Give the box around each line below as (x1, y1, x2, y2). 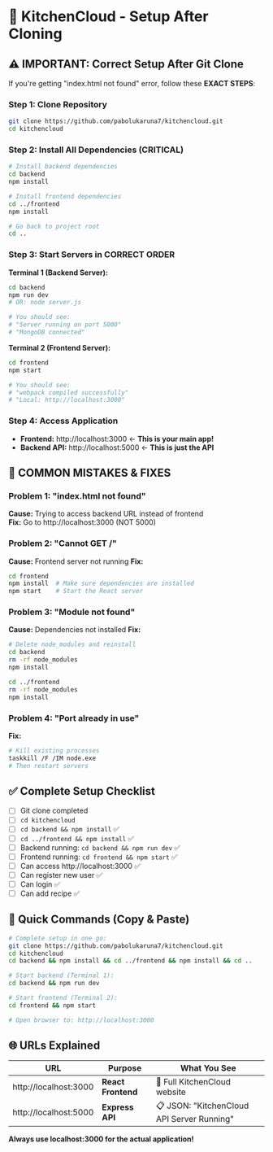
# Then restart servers (8, 761, 89, 770)
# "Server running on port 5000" (8, 321, 122, 329)
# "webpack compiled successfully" (8, 388, 129, 397)
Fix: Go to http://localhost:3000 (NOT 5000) (8, 517, 157, 527)
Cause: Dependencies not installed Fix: (8, 625, 141, 635)
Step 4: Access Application (8, 415, 119, 426)
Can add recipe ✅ (19, 888, 80, 898)
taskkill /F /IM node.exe (8, 754, 96, 762)
